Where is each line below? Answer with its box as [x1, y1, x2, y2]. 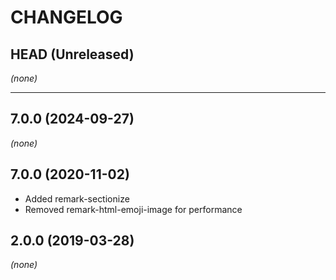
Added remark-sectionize [24, 192, 130, 205]
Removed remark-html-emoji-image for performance [24, 203, 243, 215]
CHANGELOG [10, 6, 123, 29]
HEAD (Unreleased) [10, 46, 135, 63]
